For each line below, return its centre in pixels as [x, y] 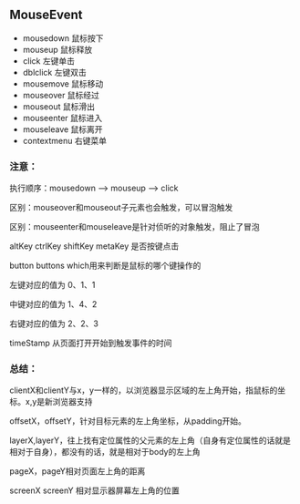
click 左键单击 [49, 61]
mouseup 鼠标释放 [57, 49]
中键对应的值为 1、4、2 [53, 304]
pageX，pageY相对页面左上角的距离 [78, 471]
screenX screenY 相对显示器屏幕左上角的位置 [94, 490]
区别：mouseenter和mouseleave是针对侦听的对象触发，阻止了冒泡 [134, 227]
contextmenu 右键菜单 [65, 140]
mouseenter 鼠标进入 [62, 118]
